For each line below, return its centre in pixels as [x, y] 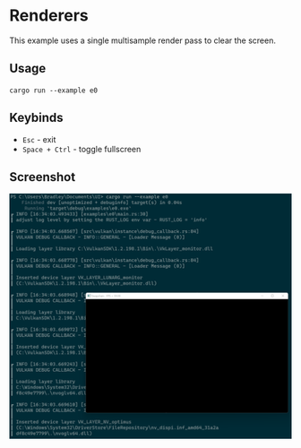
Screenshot [43, 177]
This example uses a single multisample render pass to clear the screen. [142, 40]
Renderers [49, 16]
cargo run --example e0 [54, 90]
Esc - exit [39, 139]
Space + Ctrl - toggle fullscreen [82, 149]
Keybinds [37, 118]
